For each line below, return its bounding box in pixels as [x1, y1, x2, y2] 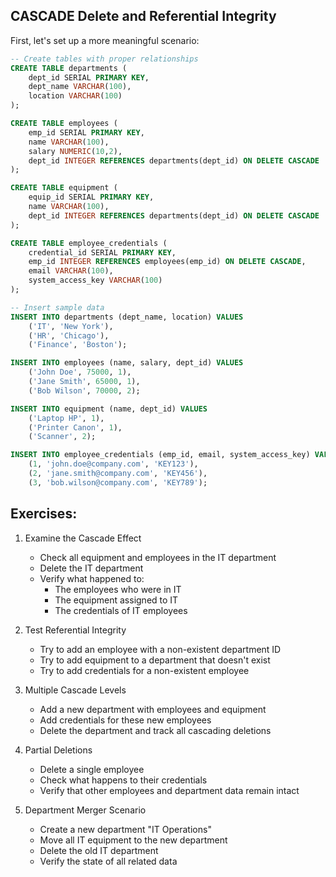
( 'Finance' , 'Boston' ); [28, 340, 128, 350]
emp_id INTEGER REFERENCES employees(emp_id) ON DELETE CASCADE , [28, 257, 307, 267]
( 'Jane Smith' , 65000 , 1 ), [28, 377, 141, 387]
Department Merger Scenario [24, 804, 147, 816]
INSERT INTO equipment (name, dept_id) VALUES [10, 404, 208, 414]
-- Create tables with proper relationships [10, 54, 199, 64]
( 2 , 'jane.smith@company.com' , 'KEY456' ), [28, 469, 208, 479]
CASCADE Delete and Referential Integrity [10, 8, 277, 25]
